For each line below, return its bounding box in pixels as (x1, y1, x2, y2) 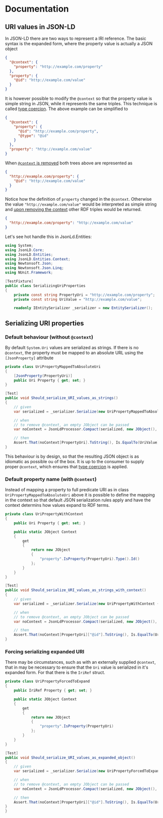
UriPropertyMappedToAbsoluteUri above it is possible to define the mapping (5, 492, 155, 498)
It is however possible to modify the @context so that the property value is (5, 96, 152, 101)
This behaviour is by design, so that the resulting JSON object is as (5, 453, 139, 459)
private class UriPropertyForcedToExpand (5, 679, 90, 684)
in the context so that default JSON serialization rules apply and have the (5, 497, 151, 503)
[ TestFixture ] (5, 279, 34, 284)
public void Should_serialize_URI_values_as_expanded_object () (5, 755, 136, 760)
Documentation (5, 3, 69, 15)
